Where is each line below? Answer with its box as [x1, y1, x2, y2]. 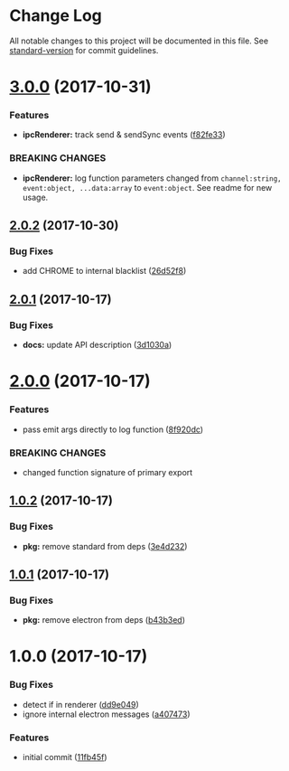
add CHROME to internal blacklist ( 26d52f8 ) [22, 266, 187, 277]
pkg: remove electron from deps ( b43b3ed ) [22, 615, 185, 625]
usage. [22, 192, 49, 202]
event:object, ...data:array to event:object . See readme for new [22, 182, 273, 193]
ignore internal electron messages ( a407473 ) [22, 709, 191, 719]
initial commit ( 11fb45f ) [22, 752, 107, 763]
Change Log [9, 5, 102, 26]
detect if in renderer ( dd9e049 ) [22, 699, 139, 710]
